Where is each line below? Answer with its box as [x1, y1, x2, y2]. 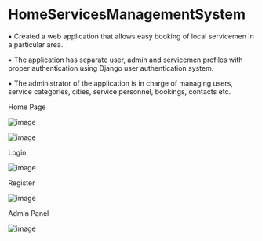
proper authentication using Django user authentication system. [8, 63, 214, 72]
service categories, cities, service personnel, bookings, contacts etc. [8, 86, 231, 96]
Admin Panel [8, 208, 49, 217]
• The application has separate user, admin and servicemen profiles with [8, 55, 243, 64]
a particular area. [8, 39, 64, 49]
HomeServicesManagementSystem [8, 5, 246, 24]
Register [8, 178, 35, 188]
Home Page [8, 102, 46, 111]
